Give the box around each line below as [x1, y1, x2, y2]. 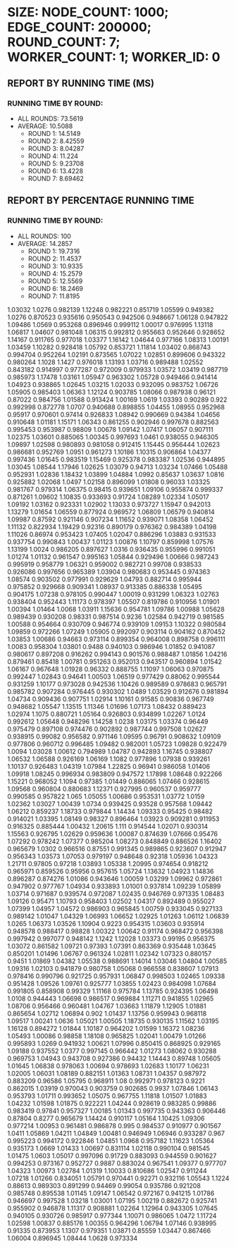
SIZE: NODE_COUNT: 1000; [7, 4, 169, 20]
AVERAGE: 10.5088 [17, 121, 73, 130]
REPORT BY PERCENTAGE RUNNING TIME [7, 194, 195, 206]
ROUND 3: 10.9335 [27, 261, 83, 270]
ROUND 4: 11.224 [27, 152, 79, 160]
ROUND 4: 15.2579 [27, 269, 83, 278]
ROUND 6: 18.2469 [27, 284, 83, 292]
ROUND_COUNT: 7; [7, 35, 120, 50]
